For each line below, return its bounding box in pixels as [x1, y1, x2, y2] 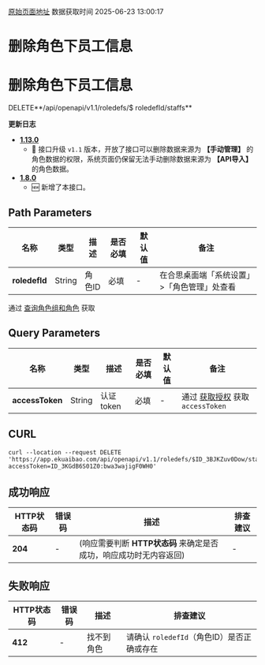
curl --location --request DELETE [8, 448, 122, 456]
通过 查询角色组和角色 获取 [8, 303, 95, 312]
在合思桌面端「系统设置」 [159, 269, 251, 280]
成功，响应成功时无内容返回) [78, 550, 185, 561]
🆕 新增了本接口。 [31, 182, 90, 192]
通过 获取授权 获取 [181, 391, 250, 402]
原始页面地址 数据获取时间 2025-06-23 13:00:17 [8, 7, 164, 16]
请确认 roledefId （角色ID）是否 [125, 632, 244, 643]
